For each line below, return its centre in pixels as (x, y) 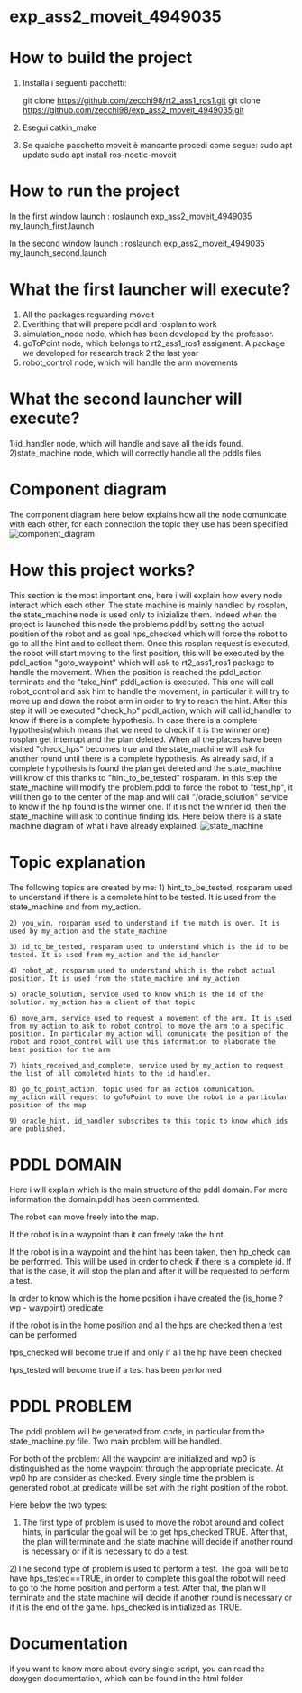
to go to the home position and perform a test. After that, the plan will (137, 1587)
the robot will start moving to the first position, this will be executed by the (147, 653)
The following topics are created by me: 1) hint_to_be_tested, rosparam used (151, 887)
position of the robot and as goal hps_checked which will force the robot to (148, 634)
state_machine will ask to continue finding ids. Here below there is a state (146, 816)
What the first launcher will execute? (150, 290)
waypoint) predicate (66, 1307)
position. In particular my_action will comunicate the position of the (149, 1034)
